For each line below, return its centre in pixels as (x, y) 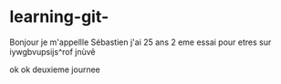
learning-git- (59, 17)
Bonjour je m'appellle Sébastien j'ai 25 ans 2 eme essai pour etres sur (140, 42)
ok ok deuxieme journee (55, 69)
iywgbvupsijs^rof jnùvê (52, 51)
